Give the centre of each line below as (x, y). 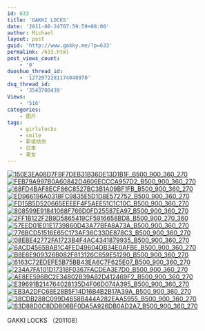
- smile (30, 135)
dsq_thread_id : (29, 84)
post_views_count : (33, 59)
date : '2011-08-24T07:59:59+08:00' (58, 26)
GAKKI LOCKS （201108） (44, 320)
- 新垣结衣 (33, 142)
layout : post (26, 39)
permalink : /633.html (38, 52)
